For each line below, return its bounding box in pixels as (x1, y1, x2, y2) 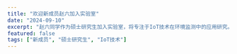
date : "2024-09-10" (7, 17, 65, 24)
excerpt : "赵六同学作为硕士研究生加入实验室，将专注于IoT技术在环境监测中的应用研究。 (7, 23, 233, 30)
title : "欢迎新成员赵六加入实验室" (7, 10, 100, 18)
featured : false (7, 29, 55, 37)
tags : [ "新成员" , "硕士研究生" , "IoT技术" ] (7, 36, 127, 43)
